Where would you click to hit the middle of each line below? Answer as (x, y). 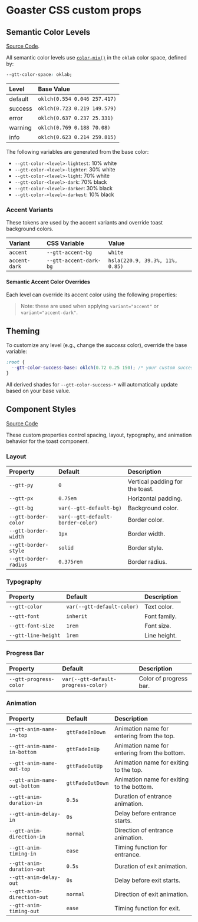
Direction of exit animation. (151, 894)
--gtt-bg (21, 508)
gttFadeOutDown (88, 783)
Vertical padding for (155, 481)
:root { (16, 362)
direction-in (27, 837)
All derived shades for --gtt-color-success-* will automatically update (92, 384)
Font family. (160, 616)
